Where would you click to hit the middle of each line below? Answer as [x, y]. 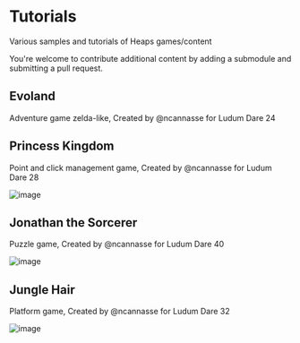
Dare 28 [24, 177]
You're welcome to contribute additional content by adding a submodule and [150, 58]
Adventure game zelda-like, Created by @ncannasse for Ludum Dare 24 [142, 117]
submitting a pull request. [56, 68]
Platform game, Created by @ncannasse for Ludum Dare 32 [120, 312]
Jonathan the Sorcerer [73, 223]
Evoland [33, 96]
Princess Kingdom [62, 146]
